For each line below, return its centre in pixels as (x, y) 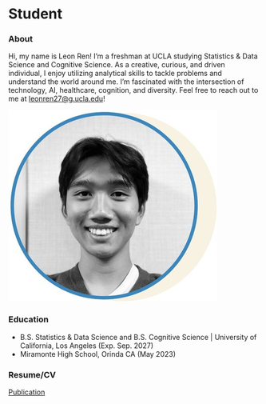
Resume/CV (32, 374)
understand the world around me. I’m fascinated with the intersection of (126, 82)
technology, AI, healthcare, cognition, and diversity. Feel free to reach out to (133, 90)
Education (29, 319)
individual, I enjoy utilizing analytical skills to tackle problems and (115, 74)
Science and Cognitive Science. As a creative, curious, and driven (117, 65)
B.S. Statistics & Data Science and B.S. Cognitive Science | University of (138, 337)
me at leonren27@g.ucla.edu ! (57, 99)
